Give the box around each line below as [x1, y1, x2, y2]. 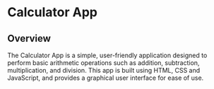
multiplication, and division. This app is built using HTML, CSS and [7, 66, 201, 74]
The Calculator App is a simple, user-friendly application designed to [7, 51, 208, 59]
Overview [7, 32, 52, 44]
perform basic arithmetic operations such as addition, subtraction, [7, 59, 200, 67]
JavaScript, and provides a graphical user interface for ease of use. [7, 73, 204, 82]
